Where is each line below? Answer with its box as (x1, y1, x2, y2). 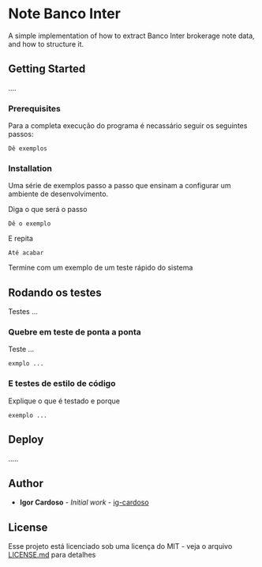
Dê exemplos (8, 145, 47, 153)
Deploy (8, 433, 44, 447)
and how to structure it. (8, 39, 84, 48)
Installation (8, 163, 53, 174)
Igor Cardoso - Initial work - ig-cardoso (19, 497, 149, 507)
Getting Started (8, 62, 86, 76)
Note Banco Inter (8, 5, 121, 23)
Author (8, 476, 43, 490)
